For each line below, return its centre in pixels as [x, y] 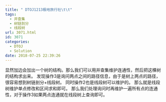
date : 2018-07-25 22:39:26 [33, 55]
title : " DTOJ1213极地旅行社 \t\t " [39, 10]
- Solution [21, 51]
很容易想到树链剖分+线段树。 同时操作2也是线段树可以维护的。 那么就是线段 [83, 82]
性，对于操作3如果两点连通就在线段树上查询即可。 [56, 95]
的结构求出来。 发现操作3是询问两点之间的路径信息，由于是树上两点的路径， [83, 76]
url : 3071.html [21, 33]
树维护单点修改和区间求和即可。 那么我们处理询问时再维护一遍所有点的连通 [82, 89]
